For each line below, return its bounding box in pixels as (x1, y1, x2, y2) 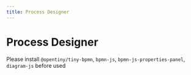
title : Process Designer (6, 9, 70, 15)
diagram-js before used (6, 62, 66, 69)
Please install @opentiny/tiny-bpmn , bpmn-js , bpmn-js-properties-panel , (6, 55, 186, 63)
